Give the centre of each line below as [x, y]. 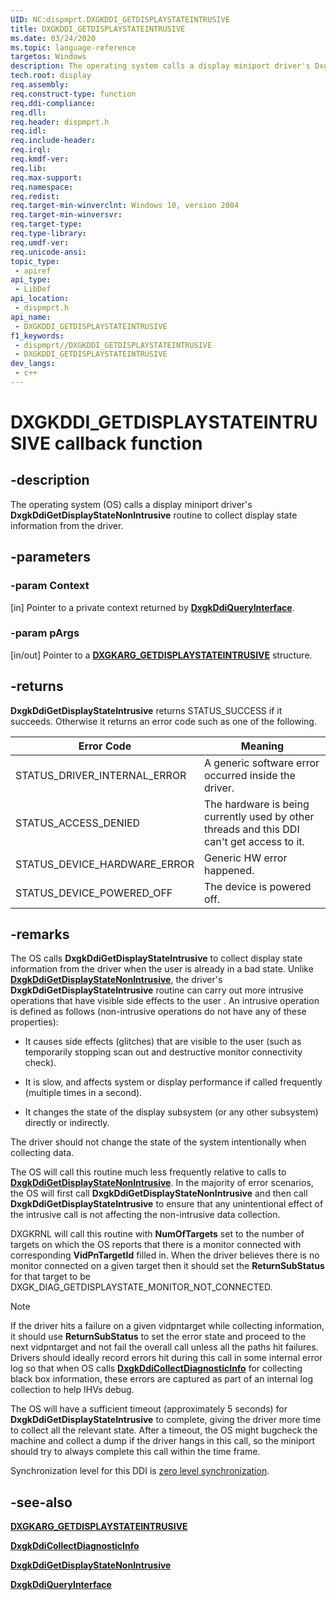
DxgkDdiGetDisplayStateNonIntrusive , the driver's [116, 980]
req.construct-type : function [73, 94]
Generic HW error [245, 858]
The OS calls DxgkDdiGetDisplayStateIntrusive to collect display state [156, 958]
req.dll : [28, 112]
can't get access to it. [254, 841]
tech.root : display [51, 76]
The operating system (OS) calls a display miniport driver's [131, 504]
